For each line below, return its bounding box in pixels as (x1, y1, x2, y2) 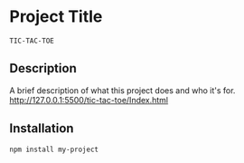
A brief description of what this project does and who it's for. (9, 84, 236, 96)
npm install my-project (9, 145, 99, 154)
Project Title (9, 6, 103, 27)
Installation (9, 120, 74, 137)
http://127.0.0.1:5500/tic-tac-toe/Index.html (9, 94, 169, 105)
